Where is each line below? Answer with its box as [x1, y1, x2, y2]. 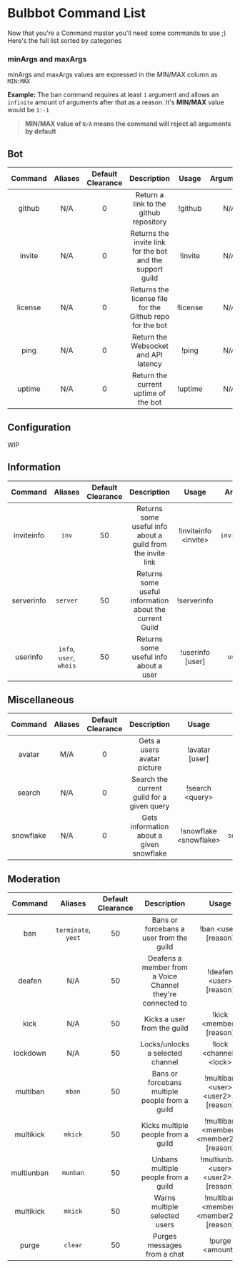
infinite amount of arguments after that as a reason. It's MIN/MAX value [7, 98, 224, 107]
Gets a [139, 736, 161, 746]
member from [141, 963, 188, 973]
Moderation [7, 873, 61, 885]
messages [147, 1240, 182, 1250]
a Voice [152, 971, 178, 981]
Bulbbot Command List [7, 5, 146, 21]
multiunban [11, 1168, 49, 1178]
